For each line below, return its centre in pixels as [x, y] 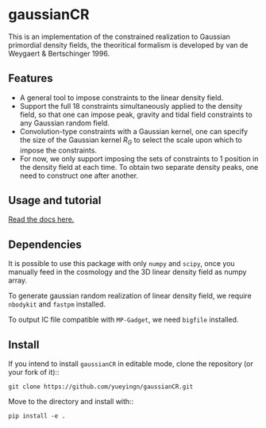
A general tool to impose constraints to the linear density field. [121, 98]
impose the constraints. [58, 150]
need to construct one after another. [79, 175]
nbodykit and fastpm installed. [57, 304]
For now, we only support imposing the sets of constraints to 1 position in [139, 158]
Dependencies [45, 244]
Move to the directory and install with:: [71, 401]
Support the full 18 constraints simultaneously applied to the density [131, 106]
